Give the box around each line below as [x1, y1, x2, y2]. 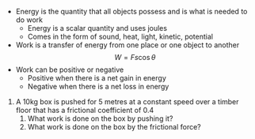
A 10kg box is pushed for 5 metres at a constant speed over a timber [15, 97, 239, 106]
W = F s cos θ [114, 53, 156, 62]
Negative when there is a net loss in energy [27, 82, 169, 91]
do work [15, 15, 44, 24]
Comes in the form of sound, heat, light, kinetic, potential [27, 32, 214, 41]
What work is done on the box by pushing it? [27, 114, 173, 123]
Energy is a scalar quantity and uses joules [27, 24, 168, 32]
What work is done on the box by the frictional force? [27, 122, 201, 131]
